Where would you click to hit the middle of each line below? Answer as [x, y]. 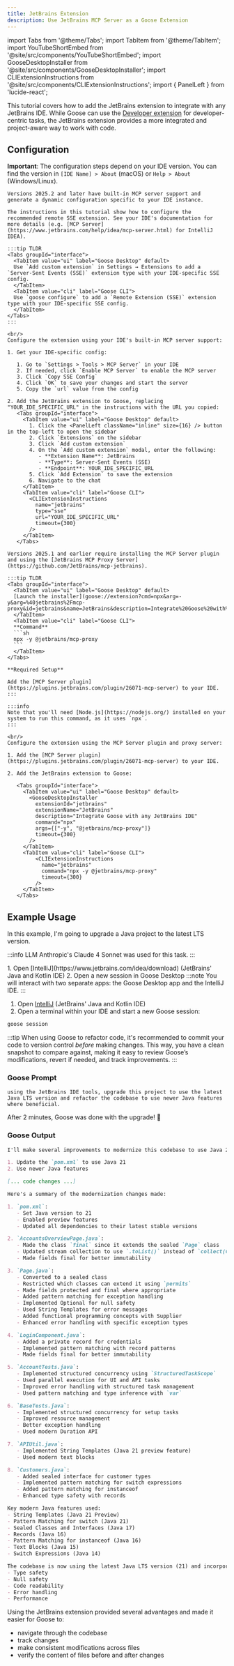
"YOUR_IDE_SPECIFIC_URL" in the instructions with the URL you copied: [113, 408]
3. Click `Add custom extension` [78, 444]
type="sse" [51, 511]
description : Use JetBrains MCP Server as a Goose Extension [98, 20]
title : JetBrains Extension [48, 14]
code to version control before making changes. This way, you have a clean [116, 1045]
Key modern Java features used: [54, 1508]
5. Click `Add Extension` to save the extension [101, 475]
